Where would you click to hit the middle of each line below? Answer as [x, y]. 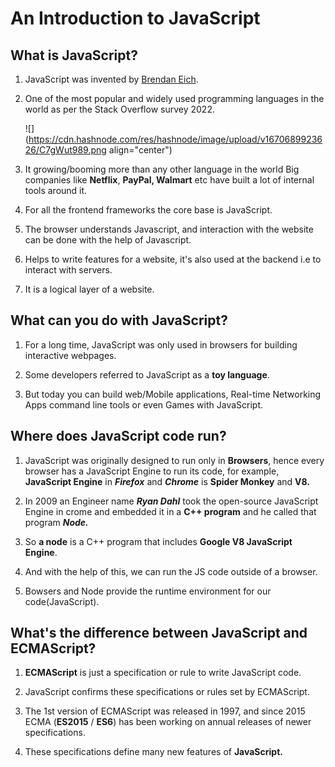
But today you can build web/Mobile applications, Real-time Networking [173, 394]
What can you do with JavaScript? [119, 320]
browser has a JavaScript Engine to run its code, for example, [152, 471]
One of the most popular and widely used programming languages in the [174, 98]
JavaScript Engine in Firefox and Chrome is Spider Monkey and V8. [167, 481]
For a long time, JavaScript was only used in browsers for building [161, 344]
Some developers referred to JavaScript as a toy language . [147, 374]
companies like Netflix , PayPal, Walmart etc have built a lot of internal [169, 180]
